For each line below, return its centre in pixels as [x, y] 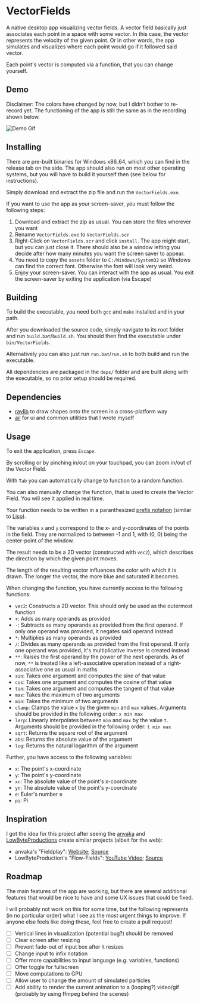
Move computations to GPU [49, 974]
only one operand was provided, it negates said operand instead [94, 631]
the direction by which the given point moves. [62, 559]
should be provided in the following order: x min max [79, 714]
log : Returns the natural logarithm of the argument [76, 746]
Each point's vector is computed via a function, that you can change [90, 65]
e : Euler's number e [38, 794]
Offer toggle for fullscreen [47, 967]
